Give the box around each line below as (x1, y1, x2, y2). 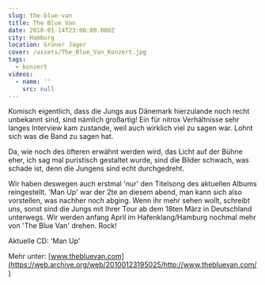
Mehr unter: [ (8, 252, 51, 261)
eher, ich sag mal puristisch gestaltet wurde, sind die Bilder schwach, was (8, 156, 249, 165)
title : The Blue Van (8, 19, 77, 27)
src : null (22, 84, 55, 93)
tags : (8, 56, 26, 64)
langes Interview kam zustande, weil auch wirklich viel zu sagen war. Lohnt (8, 123, 253, 133)
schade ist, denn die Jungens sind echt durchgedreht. (8, 163, 184, 174)
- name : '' (15, 77, 51, 85)
